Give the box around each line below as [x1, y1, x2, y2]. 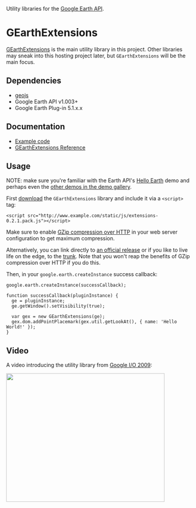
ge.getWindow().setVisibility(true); [11, 303, 105, 310]
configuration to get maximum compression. [6, 235, 115, 242]
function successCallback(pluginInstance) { [6, 293, 119, 299]
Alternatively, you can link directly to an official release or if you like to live [6, 246, 188, 253]
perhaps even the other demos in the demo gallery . [6, 183, 132, 191]
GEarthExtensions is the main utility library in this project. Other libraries [6, 45, 183, 53]
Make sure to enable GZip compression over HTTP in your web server [6, 228, 178, 235]
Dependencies [6, 76, 61, 86]
